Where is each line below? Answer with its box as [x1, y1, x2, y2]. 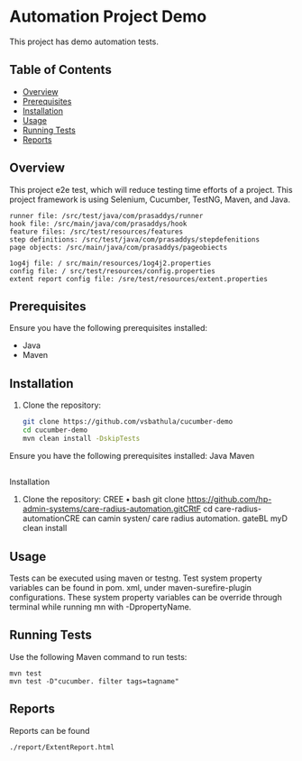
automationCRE [22, 513, 81, 524]
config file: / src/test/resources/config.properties [9, 266, 216, 276]
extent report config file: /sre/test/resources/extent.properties [9, 274, 269, 283]
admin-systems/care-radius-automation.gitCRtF [22, 503, 201, 515]
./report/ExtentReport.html [9, 742, 115, 752]
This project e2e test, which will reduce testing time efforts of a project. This [9, 184, 293, 195]
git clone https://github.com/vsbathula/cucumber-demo [22, 417, 233, 426]
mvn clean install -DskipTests [22, 434, 141, 443]
